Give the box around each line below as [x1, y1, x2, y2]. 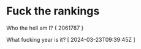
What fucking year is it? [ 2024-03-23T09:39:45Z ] [6, 36, 136, 43]
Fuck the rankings [6, 4, 100, 18]
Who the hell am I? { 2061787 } [6, 24, 84, 31]
